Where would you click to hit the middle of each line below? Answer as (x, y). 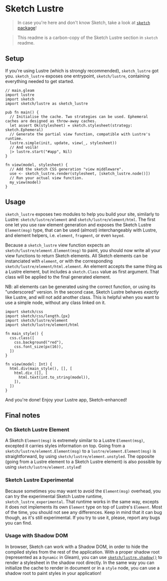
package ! (27, 27)
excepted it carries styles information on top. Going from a (65, 446)
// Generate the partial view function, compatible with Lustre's (80, 134)
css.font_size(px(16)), (39, 346)
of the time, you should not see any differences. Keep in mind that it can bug (83, 512)
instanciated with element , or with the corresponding (59, 261)
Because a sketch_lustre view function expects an (57, 245)
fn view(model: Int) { (29, 364)
